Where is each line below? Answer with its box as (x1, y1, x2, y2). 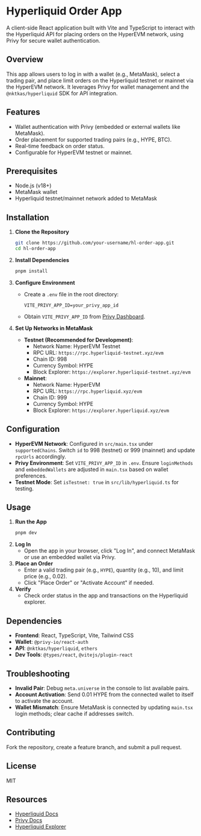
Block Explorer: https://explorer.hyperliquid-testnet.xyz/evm (32, 368, 191, 375)
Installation (6, 212, 49, 222)
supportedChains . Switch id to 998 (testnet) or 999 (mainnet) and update (14, 446, 196, 454)
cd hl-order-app (14, 246, 56, 252)
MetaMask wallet (14, 189, 58, 196)
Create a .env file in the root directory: (23, 290, 119, 298)
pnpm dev (14, 530, 37, 536)
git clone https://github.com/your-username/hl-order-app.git (14, 240, 175, 246)
